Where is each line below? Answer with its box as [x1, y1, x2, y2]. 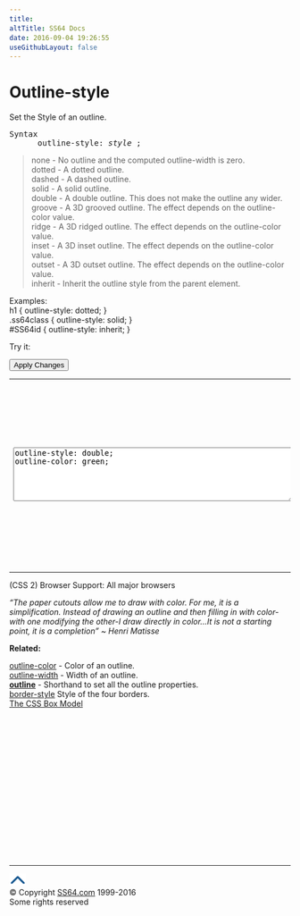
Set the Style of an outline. [9, 112, 107, 122]
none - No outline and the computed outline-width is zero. [30, 155, 246, 165]
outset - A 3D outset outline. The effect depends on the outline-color [30, 259, 285, 270]
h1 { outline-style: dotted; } [9, 305, 107, 316]
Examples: [9, 296, 47, 307]
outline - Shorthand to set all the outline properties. [9, 679, 199, 690]
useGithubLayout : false [9, 43, 98, 52]
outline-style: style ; [37, 139, 142, 148]
